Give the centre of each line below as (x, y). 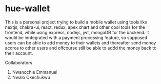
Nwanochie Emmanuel (35, 72)
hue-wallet (28, 9)
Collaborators (19, 63)
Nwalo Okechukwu (31, 77)
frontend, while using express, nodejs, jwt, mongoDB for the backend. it (77, 32)
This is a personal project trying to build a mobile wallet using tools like (76, 22)
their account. (19, 53)
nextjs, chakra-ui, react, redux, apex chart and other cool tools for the (75, 27)
